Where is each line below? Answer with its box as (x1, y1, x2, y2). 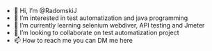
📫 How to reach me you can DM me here (13, 37, 133, 44)
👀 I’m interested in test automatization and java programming (13, 14, 188, 22)
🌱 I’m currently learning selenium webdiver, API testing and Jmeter (13, 21, 205, 29)
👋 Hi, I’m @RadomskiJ (13, 7, 78, 14)
